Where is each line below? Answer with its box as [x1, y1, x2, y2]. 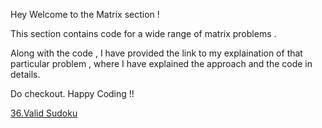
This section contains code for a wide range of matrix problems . [10, 28, 277, 39]
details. [10, 69, 41, 80]
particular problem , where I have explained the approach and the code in [10, 58, 313, 69]
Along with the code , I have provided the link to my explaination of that [10, 47, 303, 59]
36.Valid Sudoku [10, 107, 78, 119]
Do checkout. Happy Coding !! [10, 88, 135, 99]
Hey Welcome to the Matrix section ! [10, 9, 160, 20]
